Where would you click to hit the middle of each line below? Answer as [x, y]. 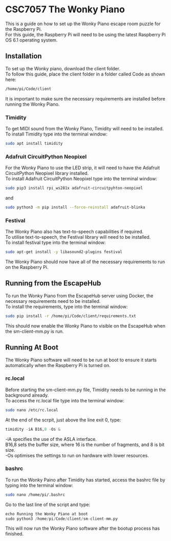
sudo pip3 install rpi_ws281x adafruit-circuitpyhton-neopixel [74, 188]
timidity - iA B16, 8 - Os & [33, 429]
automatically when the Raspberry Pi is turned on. [58, 365]
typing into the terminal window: [39, 485]
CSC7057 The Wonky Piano [65, 9]
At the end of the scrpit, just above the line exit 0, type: [63, 420]
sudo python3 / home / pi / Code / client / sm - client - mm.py [61, 519]
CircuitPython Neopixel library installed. [47, 173]
